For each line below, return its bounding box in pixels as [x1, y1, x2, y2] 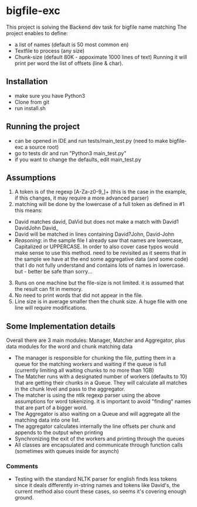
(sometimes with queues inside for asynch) [14, 448, 119, 455]
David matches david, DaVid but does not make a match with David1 [14, 218, 179, 225]
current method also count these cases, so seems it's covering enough [14, 488, 186, 495]
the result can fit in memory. [14, 286, 83, 293]
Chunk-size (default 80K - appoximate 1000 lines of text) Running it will [14, 53, 188, 60]
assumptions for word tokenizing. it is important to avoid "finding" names [14, 398, 191, 405]
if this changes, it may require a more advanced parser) [14, 194, 150, 201]
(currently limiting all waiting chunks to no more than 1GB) [14, 367, 154, 374]
